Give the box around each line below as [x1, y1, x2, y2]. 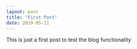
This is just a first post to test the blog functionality [6, 36, 132, 44]
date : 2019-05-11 [6, 20, 50, 26]
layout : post [6, 8, 39, 15]
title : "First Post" [6, 14, 58, 20]
